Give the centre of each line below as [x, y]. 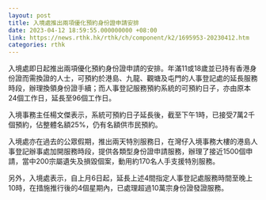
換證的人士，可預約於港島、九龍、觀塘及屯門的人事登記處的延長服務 [146, 78]
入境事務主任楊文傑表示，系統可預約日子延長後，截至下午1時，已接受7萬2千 [132, 115]
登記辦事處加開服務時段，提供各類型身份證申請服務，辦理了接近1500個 [130, 152]
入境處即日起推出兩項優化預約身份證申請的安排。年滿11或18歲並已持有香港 [129, 69]
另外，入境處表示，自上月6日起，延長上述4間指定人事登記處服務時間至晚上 [131, 178]
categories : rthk [37, 45]
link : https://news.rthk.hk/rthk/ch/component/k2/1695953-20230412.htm [129, 38]
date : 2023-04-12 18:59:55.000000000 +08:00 [83, 30]
